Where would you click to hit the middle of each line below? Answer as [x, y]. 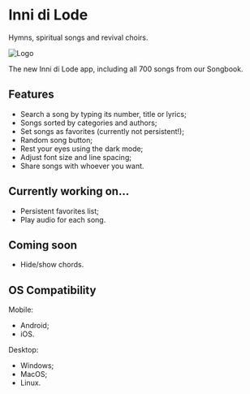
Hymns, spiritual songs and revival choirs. [78, 37]
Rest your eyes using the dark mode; [82, 149]
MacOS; [34, 375]
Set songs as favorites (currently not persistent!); [102, 131]
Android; [34, 326]
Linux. [30, 383]
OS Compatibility [52, 290]
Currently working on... [69, 191]
